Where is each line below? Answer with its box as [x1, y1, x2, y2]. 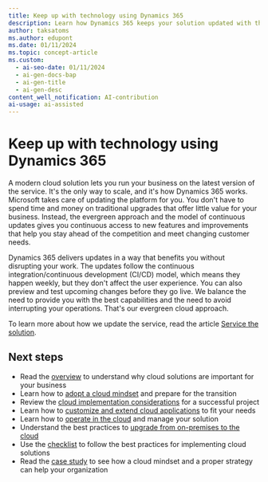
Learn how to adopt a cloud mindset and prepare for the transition [19, 388, 237, 398]
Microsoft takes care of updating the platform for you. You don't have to [8, 195, 245, 205]
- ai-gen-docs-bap [15, 71, 77, 79]
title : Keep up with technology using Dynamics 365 [8, 11, 183, 20]
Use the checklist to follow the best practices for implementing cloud [19, 439, 246, 449]
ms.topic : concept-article [8, 49, 98, 57]
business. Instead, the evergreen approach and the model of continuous [8, 212, 246, 221]
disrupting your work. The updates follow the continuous [8, 261, 195, 271]
